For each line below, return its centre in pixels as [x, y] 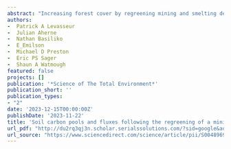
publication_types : [35, 97]
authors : [20, 20]
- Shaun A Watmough [37, 65]
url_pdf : [20, 128]
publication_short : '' [40, 90]
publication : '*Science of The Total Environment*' [82, 84]
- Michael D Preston [38, 52]
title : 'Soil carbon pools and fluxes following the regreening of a [109, 122]
